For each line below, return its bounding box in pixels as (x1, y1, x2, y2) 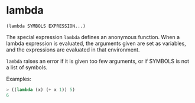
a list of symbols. (6, 63, 48, 71)
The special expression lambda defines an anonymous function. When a (6, 33, 180, 40)
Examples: (6, 75, 31, 82)
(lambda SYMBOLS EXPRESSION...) (6, 23, 86, 29)
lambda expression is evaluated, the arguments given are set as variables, (6, 40, 186, 47)
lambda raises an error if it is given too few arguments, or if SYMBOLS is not (6, 57, 190, 65)
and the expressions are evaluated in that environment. (6, 46, 140, 53)
